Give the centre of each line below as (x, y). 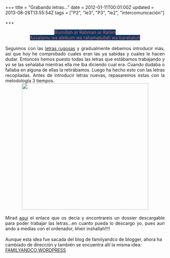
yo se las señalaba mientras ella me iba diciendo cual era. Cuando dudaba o (85, 64)
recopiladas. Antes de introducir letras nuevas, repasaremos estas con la (85, 75)
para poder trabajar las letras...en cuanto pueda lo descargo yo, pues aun (85, 223)
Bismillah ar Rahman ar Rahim (85, 32)
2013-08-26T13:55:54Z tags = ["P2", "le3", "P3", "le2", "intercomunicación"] (85, 13)
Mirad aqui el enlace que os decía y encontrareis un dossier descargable (85, 218)
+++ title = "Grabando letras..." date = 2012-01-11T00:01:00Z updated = (80, 7)
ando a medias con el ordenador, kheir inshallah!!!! (58, 229)
